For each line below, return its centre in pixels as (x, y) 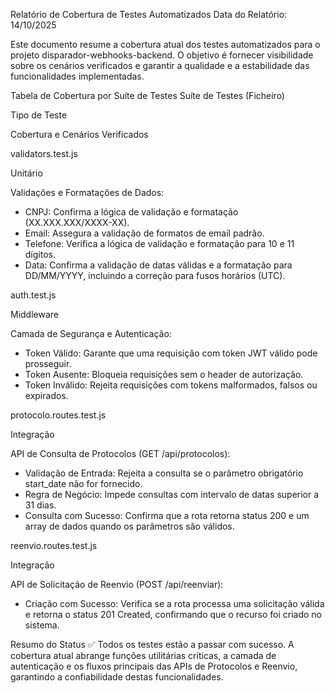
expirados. (46, 395)
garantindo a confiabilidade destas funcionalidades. (117, 677)
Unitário (26, 173)
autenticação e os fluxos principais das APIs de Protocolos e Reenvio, (154, 666)
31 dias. (40, 505)
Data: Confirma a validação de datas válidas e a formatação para (158, 265)
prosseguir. (48, 363)
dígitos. (40, 254)
